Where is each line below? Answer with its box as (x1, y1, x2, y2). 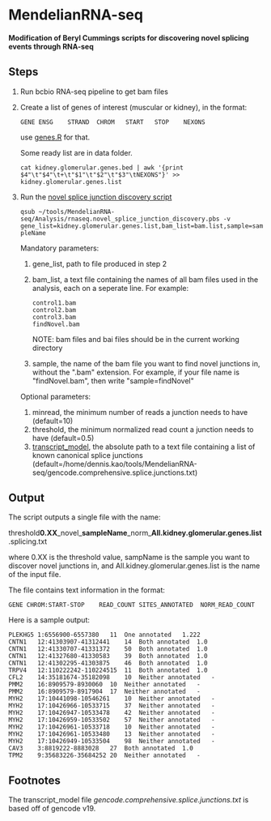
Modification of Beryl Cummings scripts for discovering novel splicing (8, 32, 249, 42)
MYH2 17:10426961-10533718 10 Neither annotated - (8, 723, 216, 731)
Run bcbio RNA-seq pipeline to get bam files (19, 87, 168, 96)
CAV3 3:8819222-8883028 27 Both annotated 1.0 (8, 744, 194, 753)
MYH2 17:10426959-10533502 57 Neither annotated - (8, 716, 216, 725)
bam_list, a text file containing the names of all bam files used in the (32, 274, 259, 284)
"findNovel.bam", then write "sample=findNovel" (32, 375, 194, 386)
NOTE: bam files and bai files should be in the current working (32, 334, 240, 344)
